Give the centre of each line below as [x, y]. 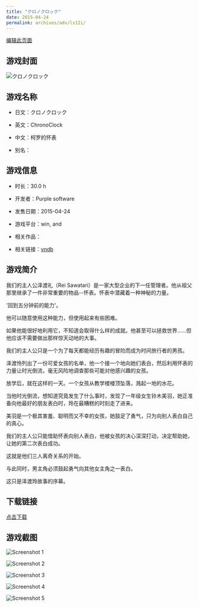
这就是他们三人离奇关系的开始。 [45, 456]
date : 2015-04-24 [28, 17]
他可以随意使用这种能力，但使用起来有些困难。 [63, 318]
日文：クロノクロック [41, 112]
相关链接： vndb [34, 249]
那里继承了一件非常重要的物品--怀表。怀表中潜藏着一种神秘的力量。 [89, 292]
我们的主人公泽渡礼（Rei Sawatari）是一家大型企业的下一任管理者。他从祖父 [99, 285]
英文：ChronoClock [39, 125]
